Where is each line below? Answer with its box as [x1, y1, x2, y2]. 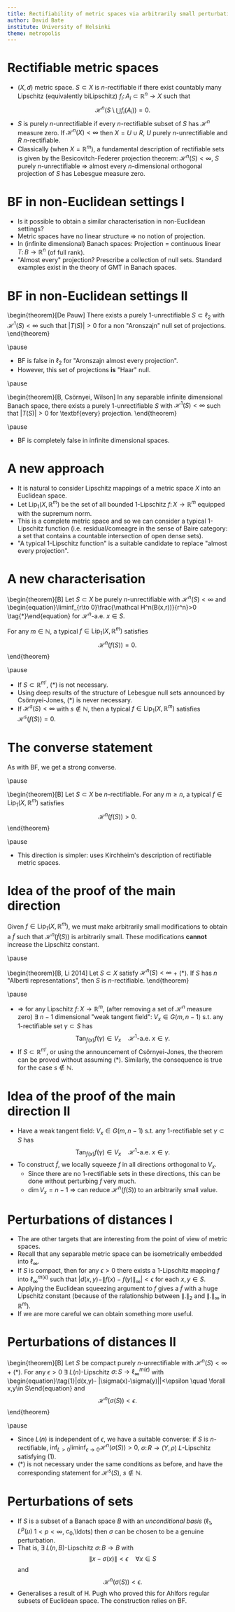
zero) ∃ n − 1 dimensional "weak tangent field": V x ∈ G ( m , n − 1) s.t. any [17, 1013, 224, 1023]
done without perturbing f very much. [27, 1177, 136, 1185]
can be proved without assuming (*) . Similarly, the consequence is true [17, 1056, 222, 1064]
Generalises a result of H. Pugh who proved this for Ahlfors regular [17, 1589, 210, 1597]
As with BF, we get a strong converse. [7, 763, 117, 771]
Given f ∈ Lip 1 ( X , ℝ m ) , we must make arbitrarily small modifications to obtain [7, 921, 228, 932]
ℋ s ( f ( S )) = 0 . [17, 713, 56, 723]
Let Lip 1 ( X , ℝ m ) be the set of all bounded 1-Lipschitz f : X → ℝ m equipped [17, 499, 225, 510]
